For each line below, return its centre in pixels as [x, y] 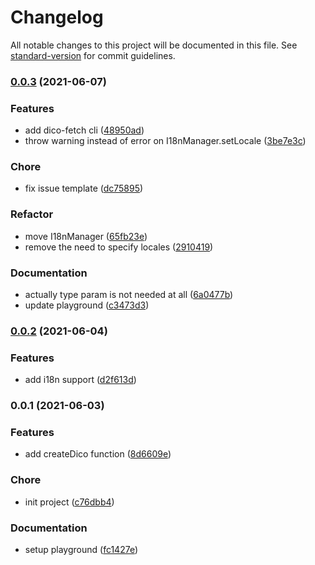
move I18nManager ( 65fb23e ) [86, 236]
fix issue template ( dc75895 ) [84, 188]
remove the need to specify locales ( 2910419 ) [119, 247]
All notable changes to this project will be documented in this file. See [154, 45]
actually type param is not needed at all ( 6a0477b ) [129, 295]
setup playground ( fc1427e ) [81, 550]
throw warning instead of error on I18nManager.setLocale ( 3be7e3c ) [165, 141]
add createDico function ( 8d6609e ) [98, 454]
